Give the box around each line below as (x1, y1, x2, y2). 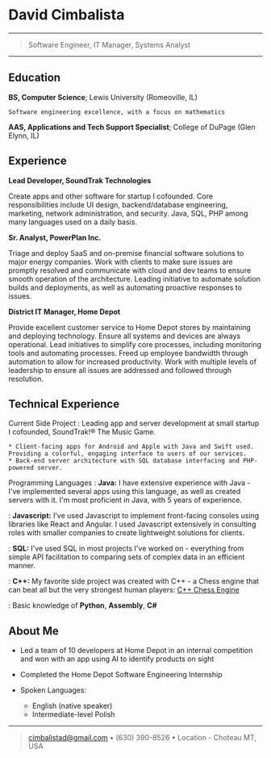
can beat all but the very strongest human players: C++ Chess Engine (8, 585, 240, 595)
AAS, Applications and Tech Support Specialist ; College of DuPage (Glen (8, 122, 256, 132)
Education (8, 71, 61, 85)
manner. (8, 561, 36, 571)
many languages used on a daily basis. (8, 216, 137, 227)
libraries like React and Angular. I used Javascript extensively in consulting (8, 519, 256, 530)
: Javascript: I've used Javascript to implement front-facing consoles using (8, 511, 260, 521)
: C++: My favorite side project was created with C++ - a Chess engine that (8, 576, 260, 586)
